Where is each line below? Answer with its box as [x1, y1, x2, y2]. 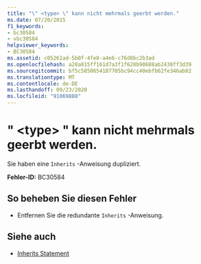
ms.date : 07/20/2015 [7, 16, 67, 23]
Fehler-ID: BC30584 [7, 173, 65, 181]
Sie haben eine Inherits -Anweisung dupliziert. [7, 159, 141, 168]
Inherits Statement [16, 249, 70, 257]
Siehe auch [7, 231, 56, 243]
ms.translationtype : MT [7, 73, 75, 81]
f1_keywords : [7, 23, 45, 29]
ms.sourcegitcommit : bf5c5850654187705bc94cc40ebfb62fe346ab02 [7, 67, 192, 74]
